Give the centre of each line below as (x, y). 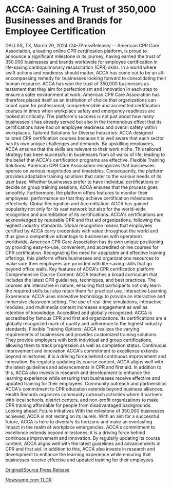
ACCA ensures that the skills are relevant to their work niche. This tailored (83, 149)
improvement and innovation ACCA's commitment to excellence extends (82, 350)
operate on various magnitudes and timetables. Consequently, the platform (85, 171)
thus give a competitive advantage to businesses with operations (74, 236)
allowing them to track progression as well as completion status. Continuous (86, 345)
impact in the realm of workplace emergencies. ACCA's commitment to (80, 427)
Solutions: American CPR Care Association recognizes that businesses (80, 165)
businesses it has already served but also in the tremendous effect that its (83, 122)
